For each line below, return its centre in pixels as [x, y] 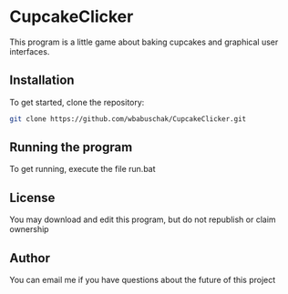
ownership [29, 229]
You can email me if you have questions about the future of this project [143, 280]
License [32, 198]
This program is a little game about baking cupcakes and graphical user [144, 42]
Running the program [71, 147]
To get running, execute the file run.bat [83, 169]
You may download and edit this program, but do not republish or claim [143, 219]
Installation [42, 81]
